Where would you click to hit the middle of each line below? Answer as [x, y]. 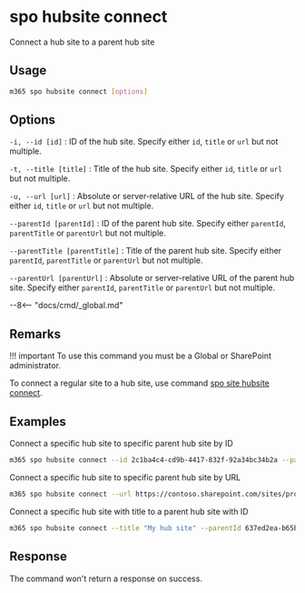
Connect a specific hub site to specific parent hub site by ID [121, 444]
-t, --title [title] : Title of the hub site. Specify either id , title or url [146, 169]
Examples [38, 422]
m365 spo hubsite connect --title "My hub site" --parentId [126, 528]
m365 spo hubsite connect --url [70, 494]
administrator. [35, 366]
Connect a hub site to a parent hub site [82, 42]
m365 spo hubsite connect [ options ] [79, 91]
